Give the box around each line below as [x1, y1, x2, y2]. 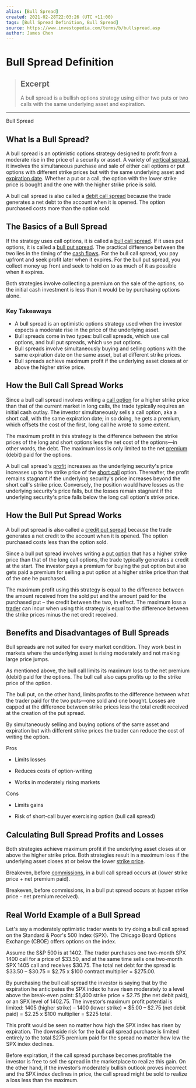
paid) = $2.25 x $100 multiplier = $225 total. [6, 1011, 113, 1018]
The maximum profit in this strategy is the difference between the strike [6, 432, 178, 439]
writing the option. [6, 733, 50, 741]
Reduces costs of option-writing [14, 768, 92, 775]
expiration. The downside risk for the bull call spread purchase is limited [6, 1028, 179, 1035]
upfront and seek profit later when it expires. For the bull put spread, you [6, 256, 181, 263]
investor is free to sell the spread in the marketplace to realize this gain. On [6, 1058, 186, 1065]
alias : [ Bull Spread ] [6, 8, 59, 15]
